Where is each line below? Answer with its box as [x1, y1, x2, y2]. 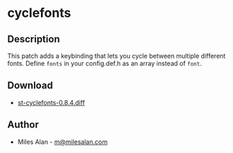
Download [7, 80, 53, 92]
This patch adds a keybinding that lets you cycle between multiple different [7, 51, 226, 60]
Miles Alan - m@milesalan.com [17, 137, 108, 146]
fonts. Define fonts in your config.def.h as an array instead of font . [7, 59, 203, 68]
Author [7, 118, 39, 131]
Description [7, 33, 60, 45]
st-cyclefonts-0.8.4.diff [17, 98, 85, 106]
